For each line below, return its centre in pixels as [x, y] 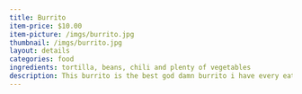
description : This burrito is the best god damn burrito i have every [144, 76]
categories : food [42, 59]
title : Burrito [38, 17]
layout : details [40, 51]
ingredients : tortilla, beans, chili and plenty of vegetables [130, 68]
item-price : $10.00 [46, 26]
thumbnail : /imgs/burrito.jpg [66, 43]
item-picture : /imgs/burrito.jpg [72, 34]
